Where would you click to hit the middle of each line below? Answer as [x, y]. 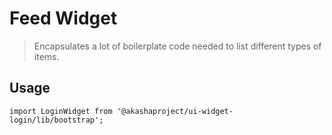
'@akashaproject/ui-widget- [175, 111]
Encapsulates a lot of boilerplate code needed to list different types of [177, 46]
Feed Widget [63, 18]
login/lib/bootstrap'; [56, 120]
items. [46, 56]
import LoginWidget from [61, 111]
